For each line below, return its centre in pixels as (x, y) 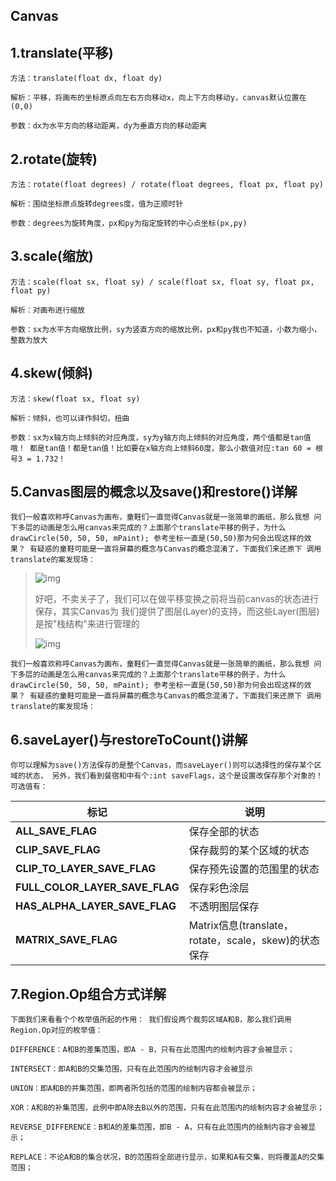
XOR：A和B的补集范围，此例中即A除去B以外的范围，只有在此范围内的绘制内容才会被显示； (167, 1108)
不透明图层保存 (224, 907)
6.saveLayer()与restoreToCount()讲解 (129, 739)
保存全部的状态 (224, 832)
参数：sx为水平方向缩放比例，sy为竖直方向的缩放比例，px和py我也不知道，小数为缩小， (166, 329)
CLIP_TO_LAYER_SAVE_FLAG (86, 869)
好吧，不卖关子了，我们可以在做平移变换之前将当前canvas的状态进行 (176, 599)
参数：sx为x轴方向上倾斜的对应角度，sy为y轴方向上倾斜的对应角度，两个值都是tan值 (161, 437)
